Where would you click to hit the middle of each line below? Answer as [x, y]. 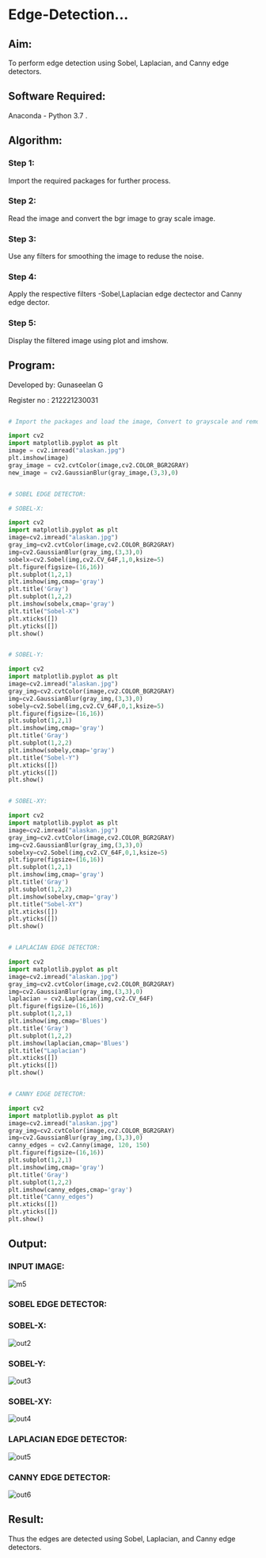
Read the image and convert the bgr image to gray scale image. [112, 218]
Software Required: [57, 97]
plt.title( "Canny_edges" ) [51, 1197]
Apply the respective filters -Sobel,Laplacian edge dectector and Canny [125, 294]
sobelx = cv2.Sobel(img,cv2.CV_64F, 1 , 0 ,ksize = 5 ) [86, 559]
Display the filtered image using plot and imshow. [88, 340]
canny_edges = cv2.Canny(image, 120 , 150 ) [79, 1146]
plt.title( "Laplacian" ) [47, 1050]
